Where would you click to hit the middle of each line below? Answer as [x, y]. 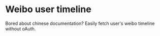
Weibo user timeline [48, 9]
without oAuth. [21, 28]
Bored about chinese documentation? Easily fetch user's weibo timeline [80, 23]
